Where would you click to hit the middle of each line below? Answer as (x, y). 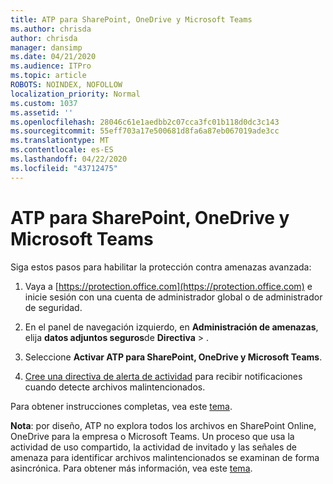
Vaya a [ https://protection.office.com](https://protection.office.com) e (168, 286)
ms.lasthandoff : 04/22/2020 (69, 159)
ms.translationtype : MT (60, 141)
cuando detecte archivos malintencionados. (115, 387)
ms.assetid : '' (42, 112)
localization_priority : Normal (75, 94)
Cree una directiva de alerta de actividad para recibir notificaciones (163, 376)
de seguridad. (53, 307)
